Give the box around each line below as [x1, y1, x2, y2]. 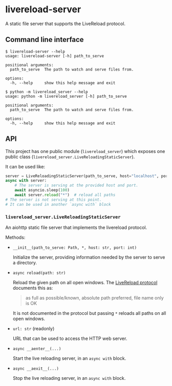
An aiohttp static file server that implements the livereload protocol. [5, 224, 147, 230]
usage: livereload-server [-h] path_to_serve [5, 53, 104, 58]
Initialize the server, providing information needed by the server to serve [12, 254, 165, 260]
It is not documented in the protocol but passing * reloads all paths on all [12, 310, 166, 316]
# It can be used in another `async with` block [5, 202, 111, 207]
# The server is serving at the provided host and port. [14, 183, 139, 188]
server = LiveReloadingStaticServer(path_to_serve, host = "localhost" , [5, 173, 159, 179]
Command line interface [5, 35, 84, 44]
